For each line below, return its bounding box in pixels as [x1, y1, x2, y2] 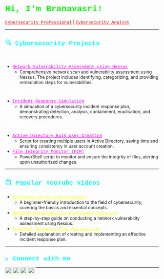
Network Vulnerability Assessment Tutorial [12, 210, 118, 216]
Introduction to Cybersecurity [12, 194, 87, 200]
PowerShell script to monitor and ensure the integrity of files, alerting [19, 153, 159, 160]
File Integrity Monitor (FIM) [12, 149, 84, 154]
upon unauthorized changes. [19, 159, 78, 165]
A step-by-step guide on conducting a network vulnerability [19, 215, 140, 221]
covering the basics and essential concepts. [19, 204, 108, 210]
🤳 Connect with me [5, 255, 71, 262]
